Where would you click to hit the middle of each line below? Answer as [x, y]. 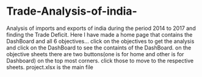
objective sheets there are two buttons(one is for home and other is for [95, 54]
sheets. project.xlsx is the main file [50, 67]
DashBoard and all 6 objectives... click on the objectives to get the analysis [100, 41]
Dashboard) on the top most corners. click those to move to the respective [100, 61]
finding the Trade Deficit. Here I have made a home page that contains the [99, 34]
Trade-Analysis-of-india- [72, 11]
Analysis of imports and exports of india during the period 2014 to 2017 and [101, 28]
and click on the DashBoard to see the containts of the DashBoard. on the [99, 48]
